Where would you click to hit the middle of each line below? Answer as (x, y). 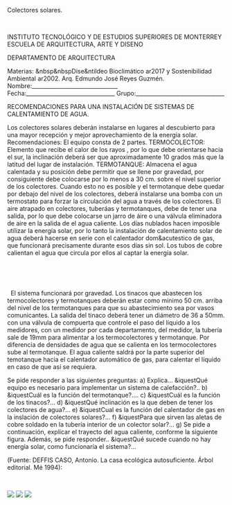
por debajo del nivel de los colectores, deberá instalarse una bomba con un (115, 194)
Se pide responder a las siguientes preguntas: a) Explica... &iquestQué (107, 380)
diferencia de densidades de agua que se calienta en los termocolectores (112, 345)
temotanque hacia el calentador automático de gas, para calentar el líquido (114, 359)
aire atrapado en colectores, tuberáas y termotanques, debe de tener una (112, 208)
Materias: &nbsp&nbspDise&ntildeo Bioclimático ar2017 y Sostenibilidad (110, 71)
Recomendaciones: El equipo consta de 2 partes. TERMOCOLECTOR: (106, 142)
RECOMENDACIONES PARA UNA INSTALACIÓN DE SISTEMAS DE (101, 106)
